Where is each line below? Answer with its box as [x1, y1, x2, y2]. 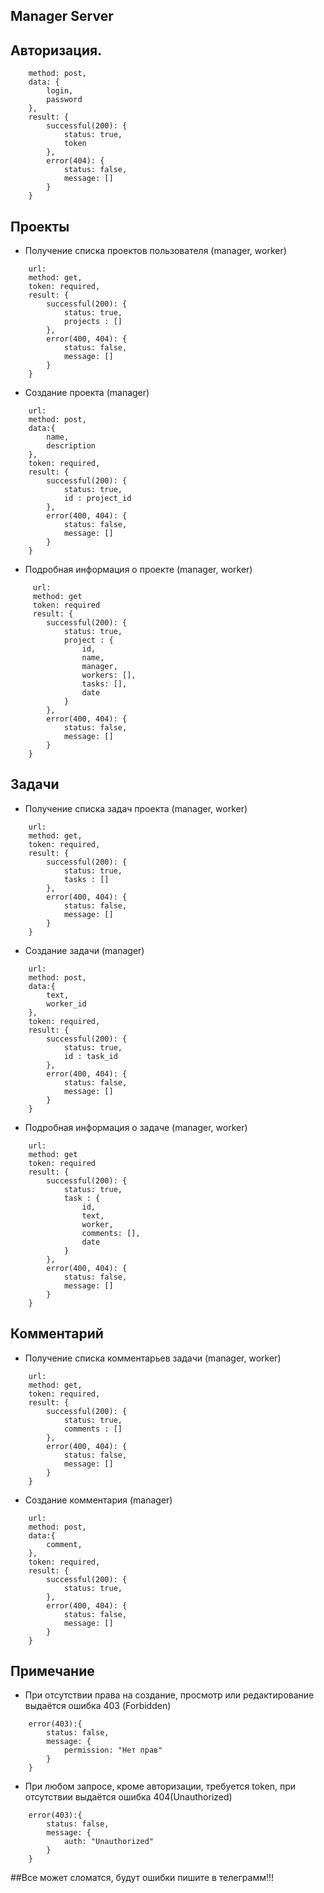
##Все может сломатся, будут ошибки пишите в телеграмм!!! [10, 1872, 275, 1884]
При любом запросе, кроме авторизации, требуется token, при [24, 1780, 296, 1793]
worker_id [46, 999, 87, 1009]
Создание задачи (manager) [24, 944, 145, 956]
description [46, 441, 97, 451]
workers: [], [81, 670, 137, 681]
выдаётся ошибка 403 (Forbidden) [24, 1700, 172, 1712]
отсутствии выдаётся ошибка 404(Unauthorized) [24, 1791, 233, 1803]
